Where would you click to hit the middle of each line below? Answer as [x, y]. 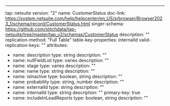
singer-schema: [108, 24]
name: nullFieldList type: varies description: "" [61, 60]
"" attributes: [55, 45]
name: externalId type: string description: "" [58, 87]
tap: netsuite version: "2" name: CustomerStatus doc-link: [66, 13]
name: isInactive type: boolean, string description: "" [67, 76]
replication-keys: [23, 45]
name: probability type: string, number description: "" [68, 82]
